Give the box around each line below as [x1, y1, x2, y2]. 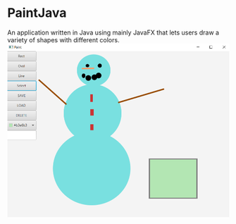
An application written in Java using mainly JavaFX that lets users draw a [7, 28, 220, 37]
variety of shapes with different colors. [7, 35, 120, 44]
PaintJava [7, 5, 67, 21]
